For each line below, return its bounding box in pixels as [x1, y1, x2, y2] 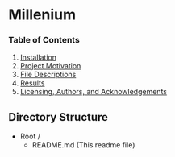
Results [19, 78, 45, 88]
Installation [19, 52, 57, 62]
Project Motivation [19, 61, 81, 71]
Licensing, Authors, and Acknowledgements [19, 87, 168, 97]
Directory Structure [8, 110, 109, 124]
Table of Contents [8, 35, 81, 46]
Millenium [8, 6, 77, 24]
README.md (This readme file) [31, 140, 135, 150]
